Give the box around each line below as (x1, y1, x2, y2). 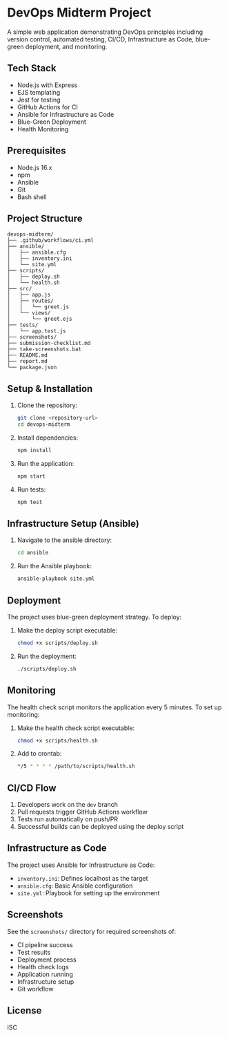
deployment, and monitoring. (25, 42, 108, 50)
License (7, 1005, 42, 1017)
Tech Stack (7, 62, 57, 74)
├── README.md (7, 352, 48, 359)
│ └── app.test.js (7, 328, 67, 335)
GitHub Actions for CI (17, 102, 78, 111)
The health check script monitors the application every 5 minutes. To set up (7, 703, 222, 711)
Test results (17, 948, 51, 956)
